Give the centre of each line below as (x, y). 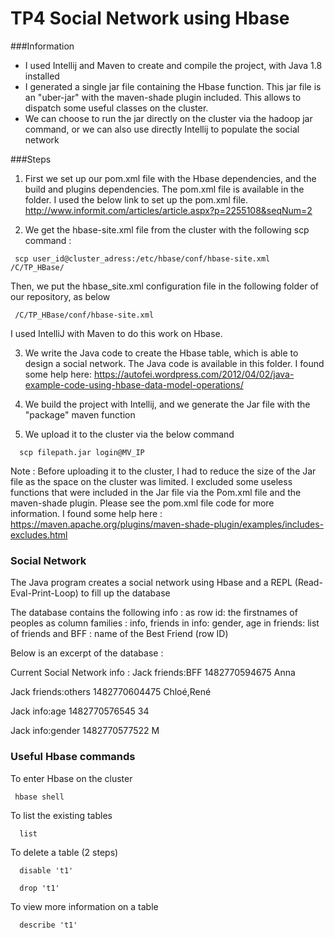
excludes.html (39, 534)
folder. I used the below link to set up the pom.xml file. (136, 199)
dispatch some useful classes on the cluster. (116, 108)
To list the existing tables (61, 815)
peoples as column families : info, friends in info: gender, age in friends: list (165, 623)
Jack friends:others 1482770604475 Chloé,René (111, 692)
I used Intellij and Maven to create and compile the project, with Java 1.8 (173, 65)
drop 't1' (39, 888)
